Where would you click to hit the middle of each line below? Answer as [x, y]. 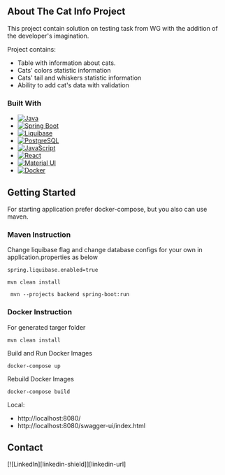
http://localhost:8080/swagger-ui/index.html [81, 425]
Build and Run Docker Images [50, 353]
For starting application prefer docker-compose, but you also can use [107, 209]
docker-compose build [39, 392]
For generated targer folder [46, 327]
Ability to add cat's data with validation [73, 85]
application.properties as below [53, 257]
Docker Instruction [39, 312]
